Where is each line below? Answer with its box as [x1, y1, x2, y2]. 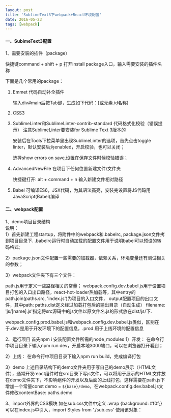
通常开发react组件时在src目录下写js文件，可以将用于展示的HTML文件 [16, 370, 161, 376]
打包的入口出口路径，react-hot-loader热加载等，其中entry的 [9, 289, 136, 295]
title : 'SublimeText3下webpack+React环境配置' [5, 12, 102, 17]
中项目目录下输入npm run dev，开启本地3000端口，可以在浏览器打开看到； [5, 342, 164, 348]
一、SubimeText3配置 [5, 38, 52, 44]
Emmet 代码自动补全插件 [12, 89, 65, 95]
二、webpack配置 [5, 206, 43, 213]
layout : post [5, 7, 33, 13]
